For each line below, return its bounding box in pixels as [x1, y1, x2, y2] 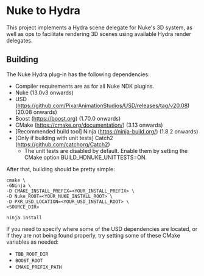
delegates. [6, 37, 33, 44]
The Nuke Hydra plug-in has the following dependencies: [6, 71, 150, 78]
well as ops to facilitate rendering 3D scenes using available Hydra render [6, 30, 192, 37]
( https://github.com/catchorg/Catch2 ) [15, 141, 111, 148]
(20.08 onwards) [15, 108, 58, 116]
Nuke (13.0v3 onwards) [15, 89, 74, 96]
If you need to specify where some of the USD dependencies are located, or [6, 225, 198, 232]
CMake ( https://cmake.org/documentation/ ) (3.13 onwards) [15, 121, 163, 129]
